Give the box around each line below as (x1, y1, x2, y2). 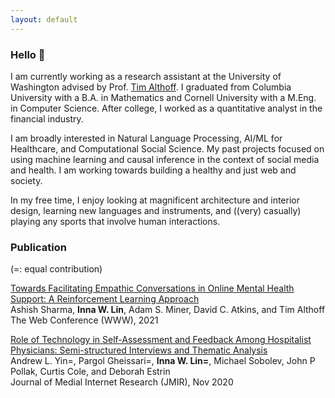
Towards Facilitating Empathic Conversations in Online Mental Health (10, 282, 295, 295)
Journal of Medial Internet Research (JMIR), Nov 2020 (10, 376, 234, 388)
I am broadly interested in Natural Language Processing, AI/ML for (10, 132, 283, 144)
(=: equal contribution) (10, 263, 103, 275)
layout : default (10, 14, 78, 25)
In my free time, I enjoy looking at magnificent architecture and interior (10, 194, 300, 206)
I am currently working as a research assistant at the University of (10, 70, 282, 82)
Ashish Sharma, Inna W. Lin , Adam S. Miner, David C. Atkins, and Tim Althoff (10, 304, 326, 316)
